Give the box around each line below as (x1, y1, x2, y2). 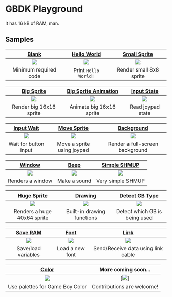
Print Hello (73, 66, 100, 74)
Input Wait (13, 124, 39, 131)
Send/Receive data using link (93, 244, 163, 252)
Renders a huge (13, 207, 52, 215)
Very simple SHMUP (96, 177, 145, 184)
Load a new (57, 244, 85, 252)
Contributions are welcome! (92, 283, 159, 290)
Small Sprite (122, 50, 154, 57)
